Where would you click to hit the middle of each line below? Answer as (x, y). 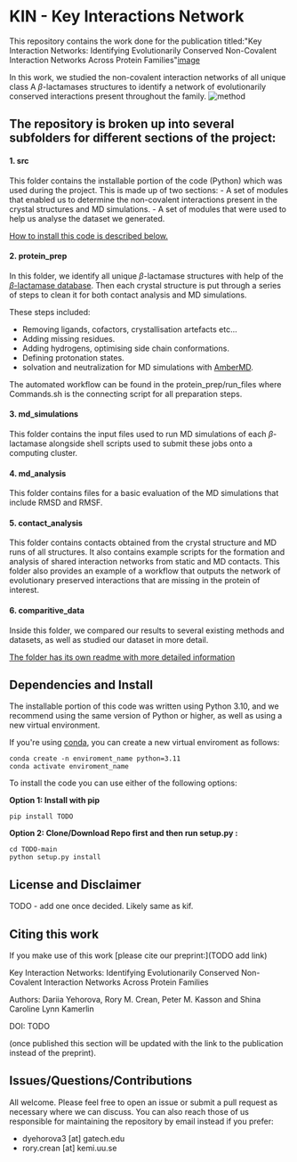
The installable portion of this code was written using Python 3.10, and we (144, 706)
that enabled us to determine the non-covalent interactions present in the (143, 199)
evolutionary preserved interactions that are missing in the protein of (135, 581)
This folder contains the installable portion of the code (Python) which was (146, 181)
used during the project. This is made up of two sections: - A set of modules (149, 190)
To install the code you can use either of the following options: (123, 783)
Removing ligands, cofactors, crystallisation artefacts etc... (129, 329)
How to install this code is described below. (89, 236)
